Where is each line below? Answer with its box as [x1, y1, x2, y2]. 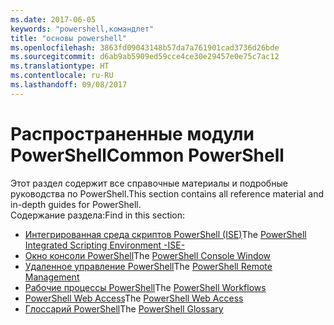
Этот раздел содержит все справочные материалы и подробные [10, 177, 288, 189]
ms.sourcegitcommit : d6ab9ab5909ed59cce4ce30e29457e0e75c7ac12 [10, 52, 280, 62]
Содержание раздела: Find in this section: [10, 209, 186, 221]
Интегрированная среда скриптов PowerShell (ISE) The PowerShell [24, 228, 307, 240]
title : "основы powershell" [10, 33, 128, 43]
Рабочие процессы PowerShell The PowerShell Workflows [24, 281, 267, 293]
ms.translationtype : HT [10, 61, 110, 71]
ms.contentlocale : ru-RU [10, 71, 114, 81]
